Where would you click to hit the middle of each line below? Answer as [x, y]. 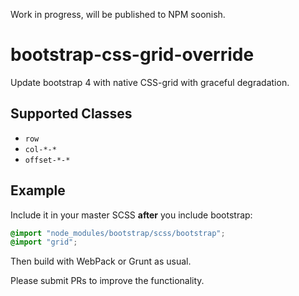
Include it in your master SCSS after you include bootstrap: [131, 215]
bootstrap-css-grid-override [132, 55]
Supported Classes [71, 114]
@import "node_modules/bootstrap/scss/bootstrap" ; [118, 233]
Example [38, 190]
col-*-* [40, 149]
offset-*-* [47, 160]
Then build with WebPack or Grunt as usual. [101, 261]
